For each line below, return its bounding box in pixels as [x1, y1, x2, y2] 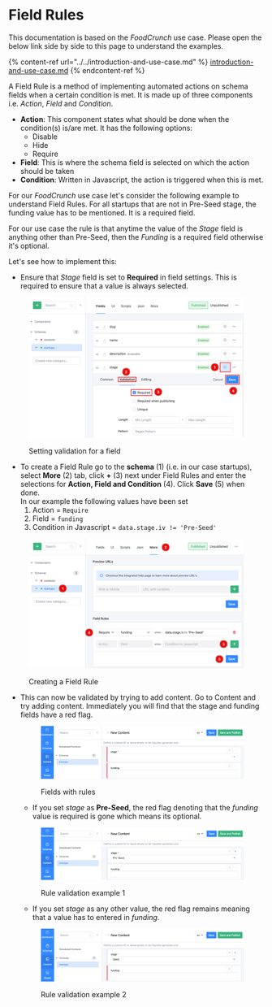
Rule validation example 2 [40, 989, 127, 999]
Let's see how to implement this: [8, 256, 118, 266]
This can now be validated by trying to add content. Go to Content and [19, 692, 257, 702]
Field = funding [32, 514, 84, 523]
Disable [32, 132, 58, 141]
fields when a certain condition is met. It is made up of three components [8, 89, 253, 99]
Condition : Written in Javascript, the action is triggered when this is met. [19, 175, 264, 184]
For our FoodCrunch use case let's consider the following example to [8, 190, 240, 200]
